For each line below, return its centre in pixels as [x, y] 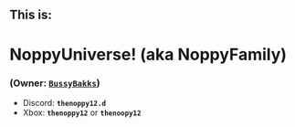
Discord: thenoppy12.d [64, 102]
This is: [31, 15]
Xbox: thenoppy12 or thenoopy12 [82, 112]
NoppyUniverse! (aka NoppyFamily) [148, 54]
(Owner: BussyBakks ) [55, 83]
